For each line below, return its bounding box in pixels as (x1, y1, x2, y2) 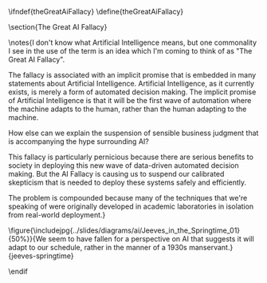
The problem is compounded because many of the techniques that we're (8, 193, 248, 202)
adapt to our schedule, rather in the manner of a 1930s (8, 243, 187, 252)
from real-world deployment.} (8, 210, 106, 219)
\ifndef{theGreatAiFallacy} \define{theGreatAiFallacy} (8, 7, 184, 16)
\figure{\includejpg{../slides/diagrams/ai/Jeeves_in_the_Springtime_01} (8, 225, 241, 235)
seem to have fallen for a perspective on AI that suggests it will (47, 234, 255, 243)
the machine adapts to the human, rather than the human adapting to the (8, 104, 247, 114)
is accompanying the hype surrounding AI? (8, 137, 149, 146)
